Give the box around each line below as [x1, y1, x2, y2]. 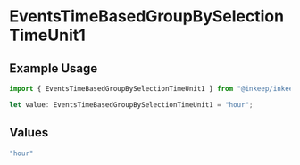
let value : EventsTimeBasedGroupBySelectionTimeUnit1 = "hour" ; [9, 100, 254, 109]
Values [9, 125, 49, 140]
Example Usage [9, 61, 98, 76]
